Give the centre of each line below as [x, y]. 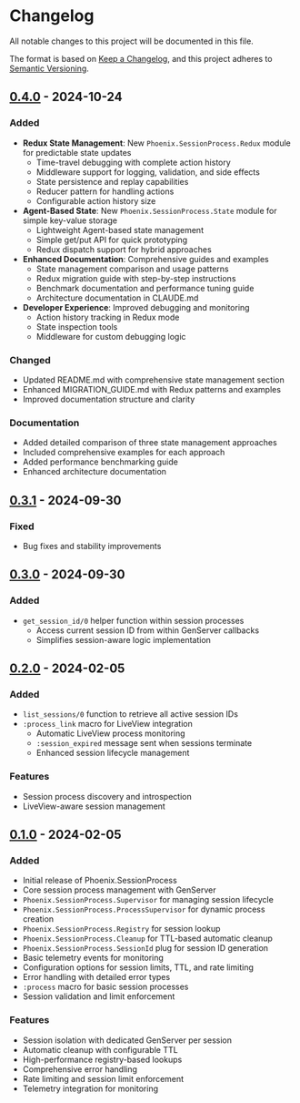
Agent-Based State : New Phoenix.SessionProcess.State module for [150, 210]
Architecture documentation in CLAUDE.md [117, 298]
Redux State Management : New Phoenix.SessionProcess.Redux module [156, 143]
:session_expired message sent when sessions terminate [144, 743]
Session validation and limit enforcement [99, 996]
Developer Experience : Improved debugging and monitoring [136, 307]
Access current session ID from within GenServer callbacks [148, 630]
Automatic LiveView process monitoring [110, 733]
